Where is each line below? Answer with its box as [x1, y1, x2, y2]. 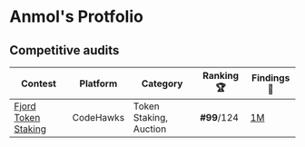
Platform [79, 77, 118, 90]
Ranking [202, 70, 239, 82]
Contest [21, 77, 57, 90]
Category [141, 77, 183, 90]
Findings [251, 71, 290, 83]
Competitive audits [9, 43, 120, 58]
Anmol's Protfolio [9, 6, 143, 27]
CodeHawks [72, 112, 125, 123]
